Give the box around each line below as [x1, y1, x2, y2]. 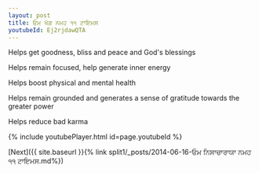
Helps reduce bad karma [8, 117, 89, 127]
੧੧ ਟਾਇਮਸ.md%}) [8, 156, 64, 166]
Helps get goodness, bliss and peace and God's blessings [8, 48, 196, 57]
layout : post [8, 11, 51, 20]
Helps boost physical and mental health [8, 78, 136, 87]
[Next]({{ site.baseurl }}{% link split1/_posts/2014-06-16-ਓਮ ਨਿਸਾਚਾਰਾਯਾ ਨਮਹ [8, 147, 252, 157]
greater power [8, 101, 54, 111]
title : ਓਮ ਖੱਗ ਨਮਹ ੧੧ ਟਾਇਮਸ [8, 19, 99, 27]
